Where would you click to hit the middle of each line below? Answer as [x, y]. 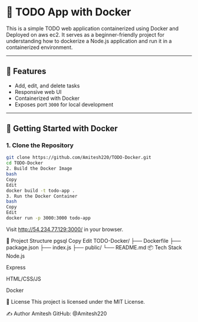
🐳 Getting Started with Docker [62, 129]
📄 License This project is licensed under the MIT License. [76, 301]
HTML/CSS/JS [24, 279]
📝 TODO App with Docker [69, 12]
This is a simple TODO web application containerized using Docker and [92, 28]
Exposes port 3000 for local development [64, 104]
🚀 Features [26, 71]
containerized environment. [39, 47]
